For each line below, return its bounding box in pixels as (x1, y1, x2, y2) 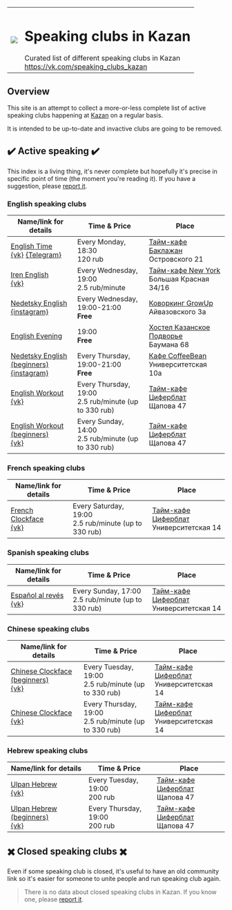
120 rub (77, 255, 104, 264)
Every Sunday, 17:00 (72, 586, 142, 596)
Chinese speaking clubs (7, 624, 90, 634)
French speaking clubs (7, 463, 86, 473)
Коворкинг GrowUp (148, 298, 214, 308)
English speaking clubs (7, 199, 87, 209)
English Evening (10, 331, 63, 341)
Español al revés (10, 590, 64, 600)
